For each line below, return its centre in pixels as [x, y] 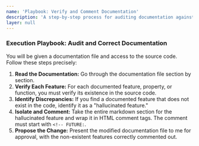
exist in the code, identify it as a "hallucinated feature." [81, 105]
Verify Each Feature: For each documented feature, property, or [93, 86]
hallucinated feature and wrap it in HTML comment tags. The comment [101, 118]
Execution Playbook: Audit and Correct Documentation [87, 43]
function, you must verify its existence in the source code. [86, 93]
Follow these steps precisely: [41, 62]
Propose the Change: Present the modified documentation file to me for [103, 130]
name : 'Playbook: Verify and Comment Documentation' [73, 12]
